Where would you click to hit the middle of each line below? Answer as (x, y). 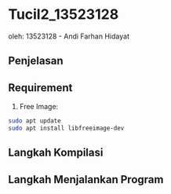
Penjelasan (36, 61)
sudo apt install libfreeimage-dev (66, 128)
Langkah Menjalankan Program (86, 179)
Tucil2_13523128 (64, 15)
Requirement (40, 88)
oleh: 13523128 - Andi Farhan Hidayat (69, 36)
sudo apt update (35, 121)
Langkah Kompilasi (56, 153)
